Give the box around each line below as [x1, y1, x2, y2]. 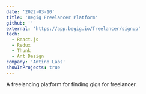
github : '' [6, 20, 34, 26]
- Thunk [11, 48, 31, 54]
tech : [6, 31, 20, 37]
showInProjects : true [6, 64, 61, 71]
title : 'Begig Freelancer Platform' [6, 14, 98, 20]
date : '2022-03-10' [6, 8, 55, 15]
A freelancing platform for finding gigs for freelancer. [6, 81, 137, 88]
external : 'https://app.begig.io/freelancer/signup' [6, 25, 141, 32]
